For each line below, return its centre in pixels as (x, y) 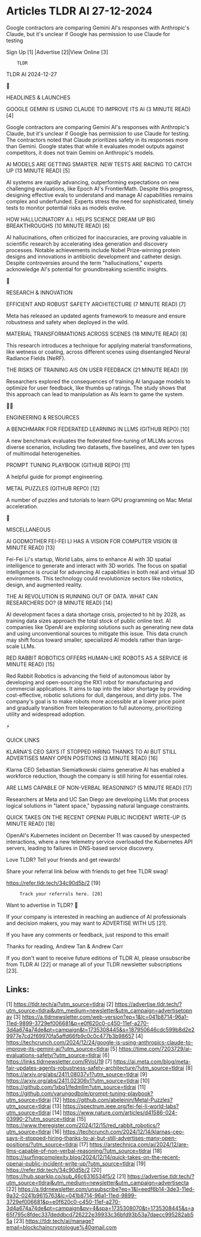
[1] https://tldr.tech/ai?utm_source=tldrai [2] (60, 1004)
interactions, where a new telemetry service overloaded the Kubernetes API (100, 841)
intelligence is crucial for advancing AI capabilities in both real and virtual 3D (100, 572)
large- (176, 640)
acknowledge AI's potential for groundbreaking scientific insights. (87, 269)
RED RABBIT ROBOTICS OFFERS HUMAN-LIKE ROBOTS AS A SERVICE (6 (97, 658)
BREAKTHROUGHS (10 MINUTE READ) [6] (58, 226)
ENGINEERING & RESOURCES (43, 417)
